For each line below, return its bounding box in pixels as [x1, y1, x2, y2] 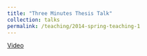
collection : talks [7, 16, 60, 23]
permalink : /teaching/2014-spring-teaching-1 [7, 23, 140, 29]
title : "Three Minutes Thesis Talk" [7, 10, 112, 17]
